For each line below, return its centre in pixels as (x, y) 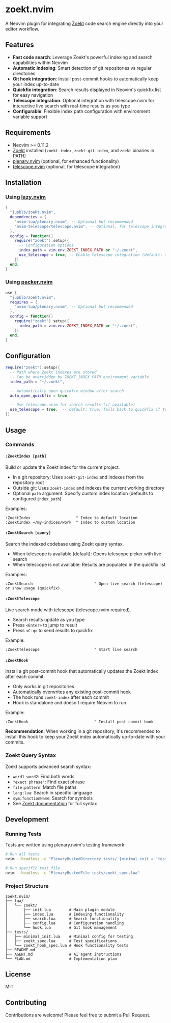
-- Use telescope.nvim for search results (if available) (73, 405)
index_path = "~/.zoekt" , (37, 382)
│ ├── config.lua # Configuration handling (65, 923)
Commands (20, 445)
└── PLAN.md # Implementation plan (61, 959)
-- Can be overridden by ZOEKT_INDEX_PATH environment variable (79, 377)
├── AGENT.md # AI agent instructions (64, 955)
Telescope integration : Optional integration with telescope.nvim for (83, 100)
